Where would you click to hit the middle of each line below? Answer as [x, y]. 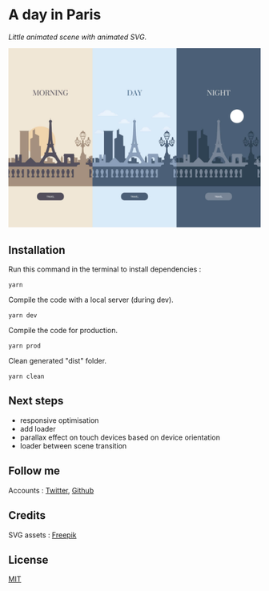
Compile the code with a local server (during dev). [91, 300]
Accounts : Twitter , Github [51, 490]
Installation [37, 250]
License [28, 559]
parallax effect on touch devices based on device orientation [120, 437]
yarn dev [23, 316]
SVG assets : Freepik [42, 535]
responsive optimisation [59, 420]
